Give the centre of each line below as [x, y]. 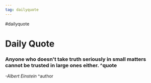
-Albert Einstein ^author [29, 76]
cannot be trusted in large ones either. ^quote [61, 65]
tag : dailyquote [22, 10]
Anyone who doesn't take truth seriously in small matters [76, 59]
